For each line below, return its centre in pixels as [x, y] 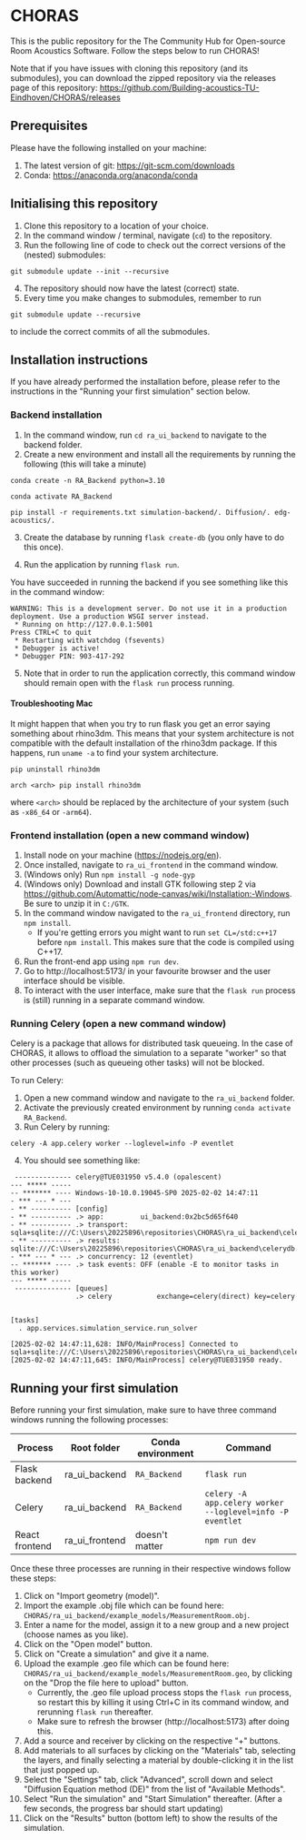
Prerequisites [49, 126]
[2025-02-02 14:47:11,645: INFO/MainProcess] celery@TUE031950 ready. [147, 1361]
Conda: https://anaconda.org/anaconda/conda [111, 175]
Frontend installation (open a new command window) [130, 835]
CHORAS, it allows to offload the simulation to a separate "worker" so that [148, 1053]
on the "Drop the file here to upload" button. [106, 1683]
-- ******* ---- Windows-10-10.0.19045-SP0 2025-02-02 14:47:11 [134, 1193]
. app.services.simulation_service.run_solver [108, 1329]
